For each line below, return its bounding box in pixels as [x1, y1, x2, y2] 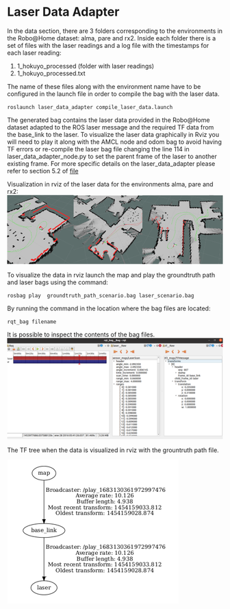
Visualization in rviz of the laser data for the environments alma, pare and [7, 179, 214, 188]
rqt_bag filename [7, 318, 57, 325]
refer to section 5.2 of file [7, 166, 79, 175]
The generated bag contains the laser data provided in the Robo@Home [7, 116, 210, 124]
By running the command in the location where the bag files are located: [7, 304, 211, 312]
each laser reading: [7, 49, 62, 57]
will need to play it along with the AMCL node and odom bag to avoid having [7, 138, 222, 146]
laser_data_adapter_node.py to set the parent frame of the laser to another [7, 152, 218, 160]
